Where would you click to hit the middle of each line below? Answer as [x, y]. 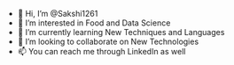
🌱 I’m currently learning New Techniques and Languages [121, 32]
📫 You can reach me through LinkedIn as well [101, 51]
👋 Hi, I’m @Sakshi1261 [58, 14]
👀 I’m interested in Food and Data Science [94, 23]
